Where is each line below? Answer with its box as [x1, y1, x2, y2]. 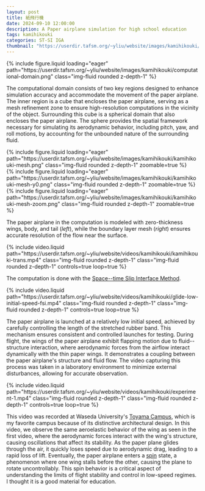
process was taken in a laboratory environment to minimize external [6, 363, 177, 370]
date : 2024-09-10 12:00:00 [6, 20, 75, 26]
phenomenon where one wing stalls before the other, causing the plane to [6, 458, 192, 465]
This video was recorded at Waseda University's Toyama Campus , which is [6, 413, 195, 420]
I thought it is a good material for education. [6, 478, 117, 485]
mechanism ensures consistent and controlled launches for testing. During [6, 330, 194, 338]
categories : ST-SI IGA [6, 37, 64, 43]
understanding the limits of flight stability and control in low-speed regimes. [6, 471, 197, 478]
